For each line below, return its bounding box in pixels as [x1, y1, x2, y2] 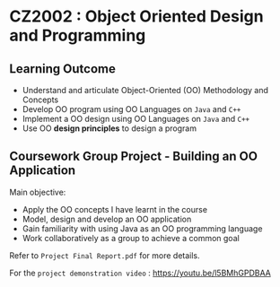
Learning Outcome [9, 61, 117, 76]
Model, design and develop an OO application [22, 213, 192, 224]
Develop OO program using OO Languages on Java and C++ [22, 104, 241, 114]
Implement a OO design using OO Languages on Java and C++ [22, 114, 249, 124]
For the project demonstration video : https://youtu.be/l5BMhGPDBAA [9, 267, 271, 278]
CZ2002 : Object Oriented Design [9, 6, 264, 27]
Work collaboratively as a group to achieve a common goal [22, 232, 240, 243]
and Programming [9, 25, 146, 46]
